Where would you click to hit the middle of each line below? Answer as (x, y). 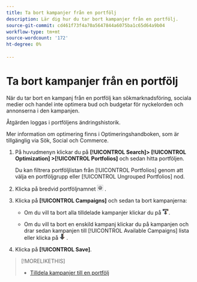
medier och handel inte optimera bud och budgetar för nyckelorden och (95, 104)
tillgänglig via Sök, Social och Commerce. (58, 140)
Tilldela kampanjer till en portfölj (69, 272)
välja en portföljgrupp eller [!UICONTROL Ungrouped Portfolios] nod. (100, 176)
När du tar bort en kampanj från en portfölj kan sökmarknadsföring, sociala (99, 98)
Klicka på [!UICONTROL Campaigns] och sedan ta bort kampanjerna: (101, 200)
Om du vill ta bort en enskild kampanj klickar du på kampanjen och (106, 224)
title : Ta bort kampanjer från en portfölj (62, 13)
